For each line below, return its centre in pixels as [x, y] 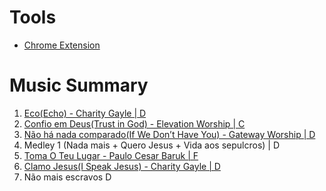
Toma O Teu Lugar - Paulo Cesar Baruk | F [111, 155]
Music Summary [79, 85]
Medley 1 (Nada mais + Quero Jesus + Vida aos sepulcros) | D [152, 145]
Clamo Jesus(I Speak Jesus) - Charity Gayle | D [122, 166]
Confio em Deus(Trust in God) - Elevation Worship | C [134, 123]
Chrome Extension [62, 45]
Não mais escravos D [67, 177]
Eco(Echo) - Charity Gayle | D [85, 113]
